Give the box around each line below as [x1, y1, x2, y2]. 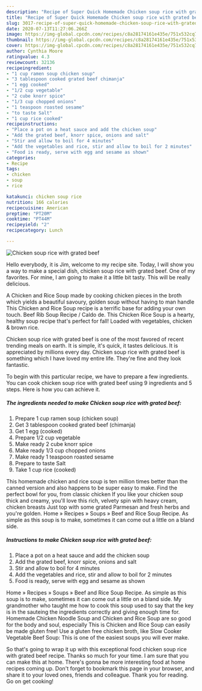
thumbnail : [6, 37, 34, 43]
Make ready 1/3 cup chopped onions [14, 447, 106, 454]
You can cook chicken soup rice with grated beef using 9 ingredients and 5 [6, 379, 192, 386]
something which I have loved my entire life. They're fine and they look [6, 354, 182, 362]
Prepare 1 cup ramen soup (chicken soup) [14, 415, 119, 422]
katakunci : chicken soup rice [6, 194, 82, 200]
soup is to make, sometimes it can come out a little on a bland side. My [6, 595, 182, 602]
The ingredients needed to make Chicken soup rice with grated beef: [6, 400, 182, 407]
